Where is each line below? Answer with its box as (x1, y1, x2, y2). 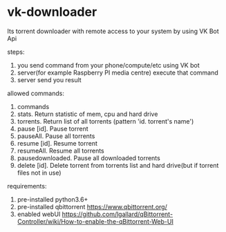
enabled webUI (17, 210, 61, 218)
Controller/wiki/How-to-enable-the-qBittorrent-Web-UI (17, 217, 174, 225)
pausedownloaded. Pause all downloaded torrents (17, 153, 160, 162)
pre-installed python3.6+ (17, 195, 88, 204)
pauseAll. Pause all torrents (17, 132, 95, 140)
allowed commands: (7, 89, 64, 97)
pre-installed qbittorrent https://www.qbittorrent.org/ (17, 202, 167, 211)
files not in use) (17, 168, 62, 177)
